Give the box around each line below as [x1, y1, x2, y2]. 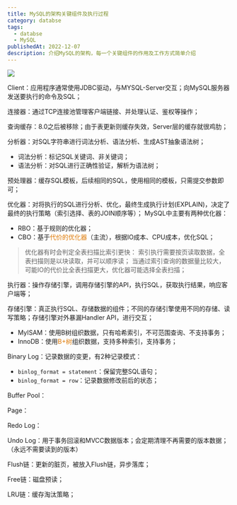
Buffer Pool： [7, 390, 47, 400]
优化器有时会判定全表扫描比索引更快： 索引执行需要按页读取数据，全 [24, 248, 225, 256]
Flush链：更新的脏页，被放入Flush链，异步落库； [7, 460, 151, 468]
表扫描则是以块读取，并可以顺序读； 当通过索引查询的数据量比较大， [24, 256, 225, 265]
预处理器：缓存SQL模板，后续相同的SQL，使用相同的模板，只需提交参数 [7, 176, 218, 185]
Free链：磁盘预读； [7, 475, 64, 483]
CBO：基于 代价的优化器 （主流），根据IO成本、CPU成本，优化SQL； [17, 233, 215, 241]
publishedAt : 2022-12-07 [7, 43, 81, 50]
